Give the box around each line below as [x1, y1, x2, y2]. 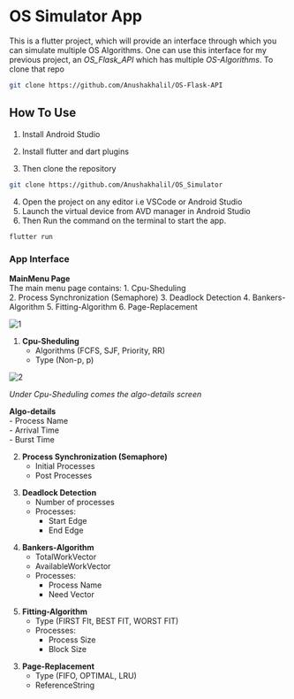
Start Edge [48, 515, 87, 526]
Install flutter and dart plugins [21, 146, 130, 157]
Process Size [48, 634, 96, 645]
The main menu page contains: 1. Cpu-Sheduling [9, 282, 187, 293]
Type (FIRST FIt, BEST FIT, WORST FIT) [34, 615, 179, 626]
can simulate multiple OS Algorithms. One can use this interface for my [9, 44, 268, 55]
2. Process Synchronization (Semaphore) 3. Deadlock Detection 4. [9, 292, 251, 303]
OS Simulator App [9, 6, 143, 27]
